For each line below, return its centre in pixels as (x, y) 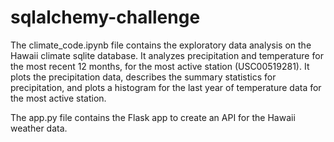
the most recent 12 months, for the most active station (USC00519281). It (160, 66)
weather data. (39, 128)
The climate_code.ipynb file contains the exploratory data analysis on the (161, 45)
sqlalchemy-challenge (105, 17)
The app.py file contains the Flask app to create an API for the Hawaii (153, 117)
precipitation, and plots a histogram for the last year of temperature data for (166, 87)
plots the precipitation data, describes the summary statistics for (143, 77)
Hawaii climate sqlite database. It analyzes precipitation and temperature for (167, 55)
